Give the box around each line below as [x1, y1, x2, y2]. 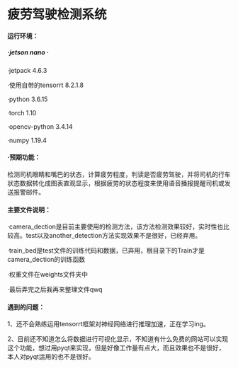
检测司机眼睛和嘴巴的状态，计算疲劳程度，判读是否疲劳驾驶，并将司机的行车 [7, 170, 231, 178]
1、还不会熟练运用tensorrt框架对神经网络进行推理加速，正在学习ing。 [7, 320, 210, 328]
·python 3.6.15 [7, 95, 48, 103]
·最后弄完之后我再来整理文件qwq [7, 285, 103, 294]
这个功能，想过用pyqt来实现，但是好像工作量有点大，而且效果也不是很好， [7, 344, 225, 352]
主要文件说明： [7, 205, 51, 214]
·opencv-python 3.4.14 [7, 122, 73, 131]
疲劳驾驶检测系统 [7, 6, 108, 23]
